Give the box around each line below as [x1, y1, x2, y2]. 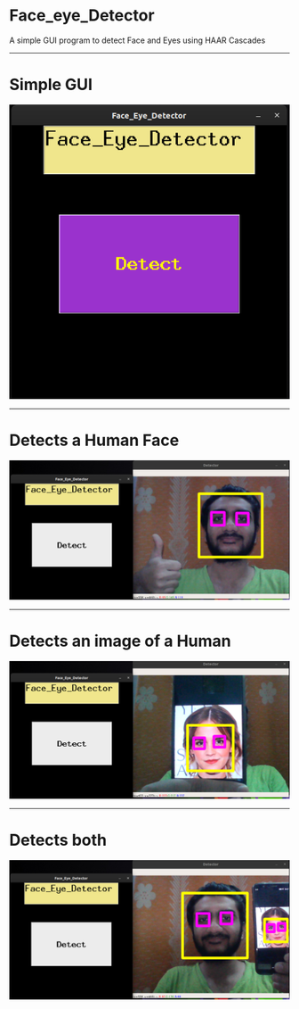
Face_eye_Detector [9, 5, 155, 26]
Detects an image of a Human [9, 631, 231, 651]
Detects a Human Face [9, 430, 180, 451]
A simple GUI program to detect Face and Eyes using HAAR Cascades [9, 35, 266, 45]
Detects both [9, 831, 107, 850]
